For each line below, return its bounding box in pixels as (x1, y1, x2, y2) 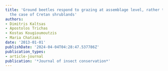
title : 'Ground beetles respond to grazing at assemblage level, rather (5, 7, 160, 12)
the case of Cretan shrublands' (9, 12, 77, 17)
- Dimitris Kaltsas (5, 21, 46, 26)
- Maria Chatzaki (5, 35, 41, 40)
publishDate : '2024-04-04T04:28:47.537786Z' (5, 44, 99, 49)
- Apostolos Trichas (5, 26, 48, 31)
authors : (5, 16, 23, 21)
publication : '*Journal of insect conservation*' (5, 58, 111, 63)
